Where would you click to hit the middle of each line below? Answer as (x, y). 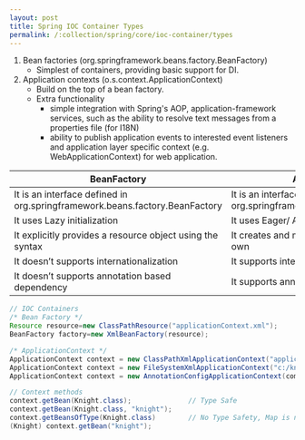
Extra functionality (70, 99)
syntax (28, 247)
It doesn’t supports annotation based (93, 276)
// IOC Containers (44, 309)
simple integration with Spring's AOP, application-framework (163, 109)
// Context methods (46, 392)
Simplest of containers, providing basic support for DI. (137, 70)
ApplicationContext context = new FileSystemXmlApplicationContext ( (142, 367)
